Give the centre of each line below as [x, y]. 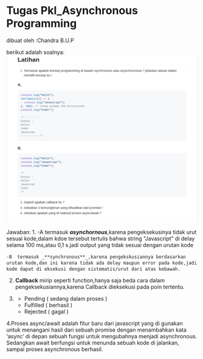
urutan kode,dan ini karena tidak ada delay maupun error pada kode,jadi [102, 263]
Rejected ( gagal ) [46, 312]
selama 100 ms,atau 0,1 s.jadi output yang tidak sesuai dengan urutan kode [100, 245]
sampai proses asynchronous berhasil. [55, 349]
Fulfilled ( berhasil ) [48, 305]
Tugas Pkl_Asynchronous [72, 11]
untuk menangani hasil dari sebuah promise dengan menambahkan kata [97, 330]
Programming [42, 23]
